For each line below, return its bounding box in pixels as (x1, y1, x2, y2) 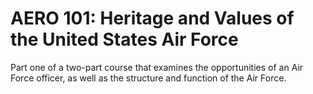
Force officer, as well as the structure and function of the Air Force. (10, 72, 287, 84)
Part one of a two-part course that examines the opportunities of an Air (10, 61, 304, 73)
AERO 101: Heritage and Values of (10, 7, 295, 30)
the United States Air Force (10, 28, 239, 51)
